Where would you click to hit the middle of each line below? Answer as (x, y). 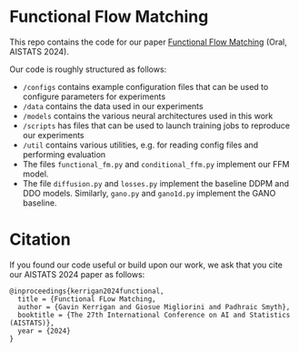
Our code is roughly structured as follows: (88, 69)
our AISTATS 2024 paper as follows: (77, 274)
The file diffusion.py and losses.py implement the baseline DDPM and (155, 183)
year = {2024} (44, 331)
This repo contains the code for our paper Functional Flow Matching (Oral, (149, 42)
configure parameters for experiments (94, 96)
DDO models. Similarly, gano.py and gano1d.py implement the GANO (149, 193)
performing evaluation (64, 154)
